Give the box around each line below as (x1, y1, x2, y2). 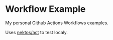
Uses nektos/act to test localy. (5, 29, 68, 35)
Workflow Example (5, 3, 86, 15)
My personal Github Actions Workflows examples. (5, 20, 109, 26)
